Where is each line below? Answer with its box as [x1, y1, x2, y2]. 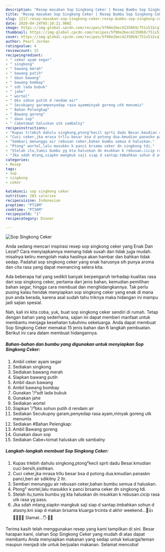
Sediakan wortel [12, 400, 46, 406]
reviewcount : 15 [5, 48, 39, 53]
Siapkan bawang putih [12, 374, 58, 380]
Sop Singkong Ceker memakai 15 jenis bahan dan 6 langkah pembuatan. [5, 325, 151, 330]
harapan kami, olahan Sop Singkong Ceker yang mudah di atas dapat [5, 531, 145, 537]
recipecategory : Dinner [5, 216, 54, 221]
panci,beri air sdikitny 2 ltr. [12, 476, 67, 482]
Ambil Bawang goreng [12, 426, 58, 432]
